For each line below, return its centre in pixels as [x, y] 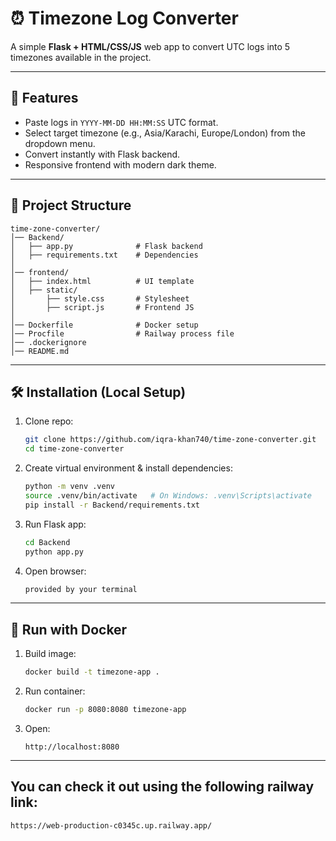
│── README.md [40, 351]
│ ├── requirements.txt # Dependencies [104, 255]
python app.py [54, 552]
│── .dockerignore [48, 342]
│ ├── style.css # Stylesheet [100, 298]
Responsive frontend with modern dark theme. [120, 164]
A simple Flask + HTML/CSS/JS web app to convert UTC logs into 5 [150, 46]
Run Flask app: [55, 524]
